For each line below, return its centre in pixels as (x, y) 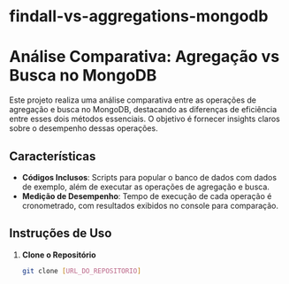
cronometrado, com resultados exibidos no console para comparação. (150, 205)
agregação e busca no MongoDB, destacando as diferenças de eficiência (143, 110)
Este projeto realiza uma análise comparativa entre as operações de (133, 100)
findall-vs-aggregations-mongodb (139, 16)
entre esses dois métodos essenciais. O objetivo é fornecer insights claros (144, 119)
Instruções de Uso (61, 233)
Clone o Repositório (59, 255)
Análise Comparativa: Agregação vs (144, 57)
